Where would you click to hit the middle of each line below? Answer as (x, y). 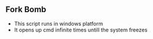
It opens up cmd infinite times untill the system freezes (81, 30)
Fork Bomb (26, 10)
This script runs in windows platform (58, 23)
